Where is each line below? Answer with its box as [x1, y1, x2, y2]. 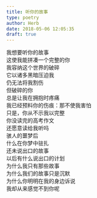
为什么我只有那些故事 [6, 162, 59, 170]
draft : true [6, 31, 36, 38]
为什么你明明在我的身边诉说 [6, 177, 76, 185]
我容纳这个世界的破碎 [6, 64, 59, 71]
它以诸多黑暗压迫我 [6, 71, 55, 79]
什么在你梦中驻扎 [6, 140, 49, 147]
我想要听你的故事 [6, 49, 49, 56]
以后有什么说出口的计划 [6, 155, 65, 162]
